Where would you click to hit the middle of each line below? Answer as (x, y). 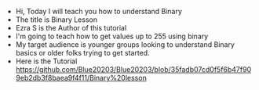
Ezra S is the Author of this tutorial (71, 28)
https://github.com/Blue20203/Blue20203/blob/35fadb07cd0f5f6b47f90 (133, 69)
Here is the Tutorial (46, 61)
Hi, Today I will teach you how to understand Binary (99, 11)
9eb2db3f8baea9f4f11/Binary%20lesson (81, 78)
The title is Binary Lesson (57, 20)
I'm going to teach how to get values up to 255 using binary (112, 36)
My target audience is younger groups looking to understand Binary (125, 45)
